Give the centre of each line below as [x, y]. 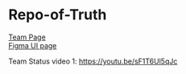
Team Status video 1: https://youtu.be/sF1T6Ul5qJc [93, 61]
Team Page [27, 37]
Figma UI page [33, 45]
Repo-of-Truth [58, 15]
